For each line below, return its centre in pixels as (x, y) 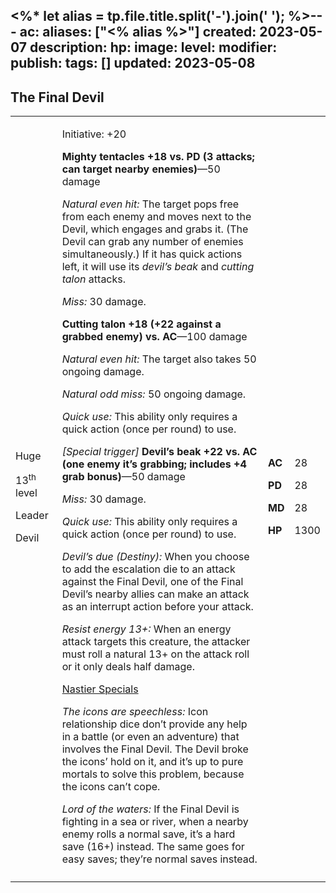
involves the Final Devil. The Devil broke (155, 749)
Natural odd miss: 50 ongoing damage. (154, 394)
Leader (32, 515)
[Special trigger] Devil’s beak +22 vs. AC (159, 452)
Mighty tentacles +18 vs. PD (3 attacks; (158, 157)
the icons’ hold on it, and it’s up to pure (152, 762)
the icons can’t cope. (111, 787)
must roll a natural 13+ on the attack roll (155, 654)
